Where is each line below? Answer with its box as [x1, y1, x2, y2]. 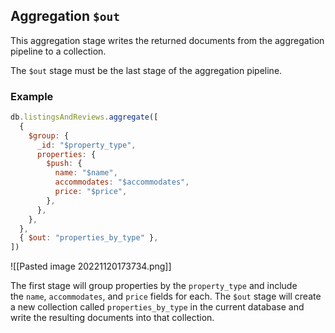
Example [10, 89, 54, 103]
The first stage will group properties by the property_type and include [10, 280, 298, 292]
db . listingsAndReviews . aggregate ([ [10, 112, 159, 123]
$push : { [46, 159, 83, 169]
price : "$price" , [54, 187, 128, 197]
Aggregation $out [10, 8, 121, 25]
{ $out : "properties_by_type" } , [19, 233, 159, 243]
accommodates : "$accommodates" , [54, 177, 190, 188]
